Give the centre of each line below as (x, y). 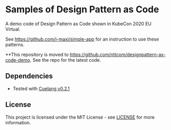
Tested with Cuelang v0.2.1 (41, 88)
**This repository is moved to (37, 54)
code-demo (18, 60)
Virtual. (13, 29)
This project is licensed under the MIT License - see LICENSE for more (80, 117)
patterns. (15, 44)
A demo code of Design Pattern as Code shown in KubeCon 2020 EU (78, 24)
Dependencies (29, 76)
